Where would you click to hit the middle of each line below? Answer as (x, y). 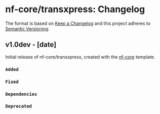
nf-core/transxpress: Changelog (75, 9)
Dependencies (21, 94)
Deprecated (18, 106)
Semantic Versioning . (27, 28)
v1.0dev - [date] (31, 45)
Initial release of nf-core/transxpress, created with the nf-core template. (80, 57)
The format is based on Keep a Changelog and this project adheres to (78, 23)
